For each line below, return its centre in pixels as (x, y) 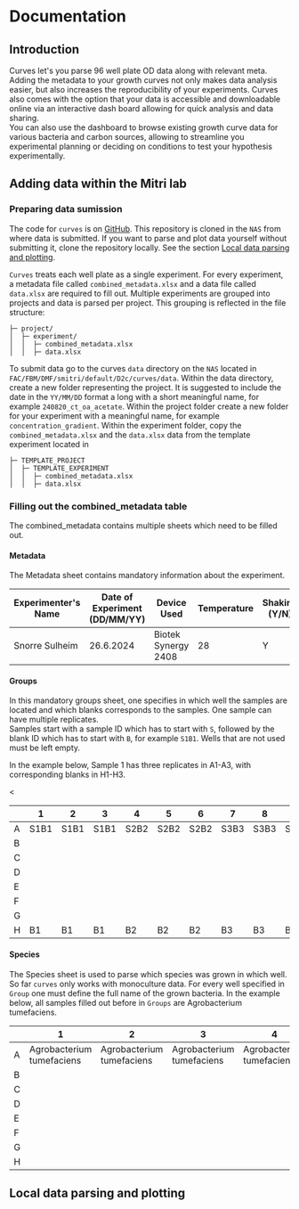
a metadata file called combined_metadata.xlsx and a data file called (133, 283)
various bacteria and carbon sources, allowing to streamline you (127, 137)
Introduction (44, 49)
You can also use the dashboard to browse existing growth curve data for (144, 127)
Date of (117, 597)
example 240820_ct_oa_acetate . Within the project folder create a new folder (149, 406)
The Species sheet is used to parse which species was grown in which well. (148, 974)
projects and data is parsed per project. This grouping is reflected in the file (148, 302)
